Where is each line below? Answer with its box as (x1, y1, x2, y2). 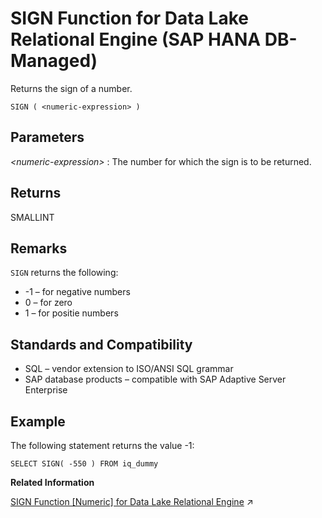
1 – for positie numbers (24, 307, 119, 319)
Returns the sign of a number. (10, 82, 133, 94)
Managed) (10, 50, 98, 72)
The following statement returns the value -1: (10, 440, 195, 451)
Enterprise (24, 384, 68, 396)
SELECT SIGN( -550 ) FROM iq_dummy (10, 459, 159, 469)
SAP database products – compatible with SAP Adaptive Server (24, 373, 287, 386)
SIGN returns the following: (10, 267, 119, 279)
